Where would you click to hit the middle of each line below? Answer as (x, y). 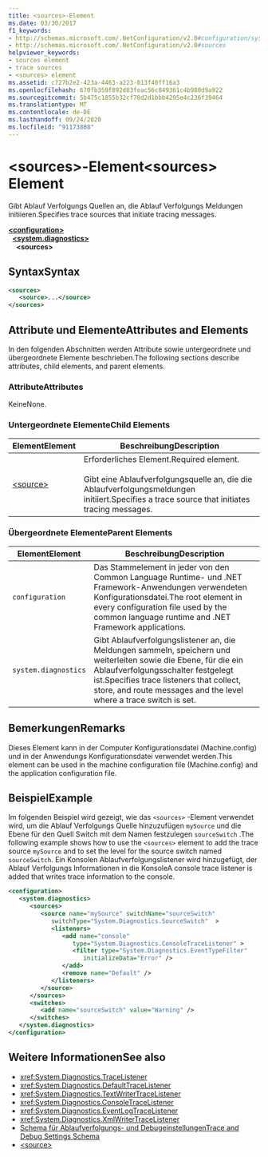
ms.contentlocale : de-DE (49, 113)
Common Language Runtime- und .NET (168, 577)
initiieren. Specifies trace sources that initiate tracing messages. (112, 214)
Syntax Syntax (44, 272)
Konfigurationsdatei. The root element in (168, 597)
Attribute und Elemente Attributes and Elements (128, 330)
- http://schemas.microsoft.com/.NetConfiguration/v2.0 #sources (117, 46)
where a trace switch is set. (145, 700)
